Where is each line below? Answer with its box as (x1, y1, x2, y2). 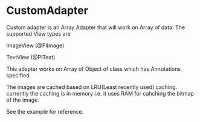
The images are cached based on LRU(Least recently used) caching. (6, 83, 178, 91)
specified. (6, 71, 31, 79)
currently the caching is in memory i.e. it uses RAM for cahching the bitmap (6, 90, 195, 97)
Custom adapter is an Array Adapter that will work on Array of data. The (6, 24, 185, 31)
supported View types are (6, 30, 71, 37)
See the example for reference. (6, 108, 84, 115)
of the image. (6, 96, 39, 103)
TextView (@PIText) (6, 53, 56, 60)
